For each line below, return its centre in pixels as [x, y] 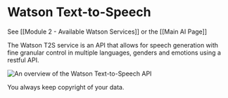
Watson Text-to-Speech [79, 12]
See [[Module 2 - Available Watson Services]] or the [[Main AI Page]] [107, 31]
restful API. [24, 59]
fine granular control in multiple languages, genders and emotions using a [114, 52]
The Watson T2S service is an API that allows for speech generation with [113, 45]
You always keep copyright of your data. [66, 87]
